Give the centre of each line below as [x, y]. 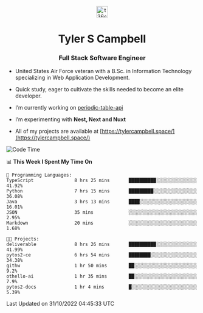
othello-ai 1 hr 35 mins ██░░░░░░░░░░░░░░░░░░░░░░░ [102, 276]
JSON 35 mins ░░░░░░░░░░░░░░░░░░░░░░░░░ [102, 213]
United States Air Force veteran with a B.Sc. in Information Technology [103, 71]
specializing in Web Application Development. [72, 78]
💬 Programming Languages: [39, 175]
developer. [28, 96]
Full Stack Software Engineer [102, 58]
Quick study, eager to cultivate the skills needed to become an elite [99, 90]
